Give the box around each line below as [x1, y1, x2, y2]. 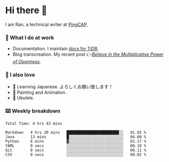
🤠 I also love [5, 71, 36, 78]
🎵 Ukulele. [12, 94, 35, 101]
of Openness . [12, 58, 42, 65]
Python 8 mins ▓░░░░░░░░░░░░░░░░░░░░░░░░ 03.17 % [5, 139, 146, 144]
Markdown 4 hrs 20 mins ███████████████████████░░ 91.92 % [5, 129, 146, 135]
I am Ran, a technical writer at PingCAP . [5, 21, 88, 27]
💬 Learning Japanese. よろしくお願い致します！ [12, 83, 113, 89]
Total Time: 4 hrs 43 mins [5, 121, 62, 126]
